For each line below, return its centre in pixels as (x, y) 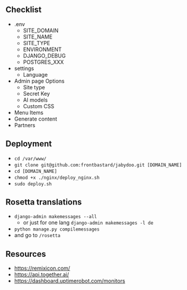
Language (35, 74)
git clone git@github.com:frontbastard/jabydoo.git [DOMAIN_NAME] (98, 165)
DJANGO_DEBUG (44, 55)
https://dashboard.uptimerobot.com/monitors (69, 281)
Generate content (36, 119)
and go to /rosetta (37, 235)
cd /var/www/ (30, 159)
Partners (25, 125)
